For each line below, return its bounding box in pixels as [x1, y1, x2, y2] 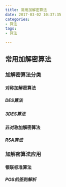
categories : [5, 17, 30, 22]
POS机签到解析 [5, 176, 36, 182]
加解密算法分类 [5, 71, 41, 78]
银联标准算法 [5, 164, 31, 170]
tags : [5, 26, 16, 31]
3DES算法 [5, 111, 26, 117]
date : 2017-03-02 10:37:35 [5, 12, 61, 17]
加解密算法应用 [5, 151, 41, 158]
